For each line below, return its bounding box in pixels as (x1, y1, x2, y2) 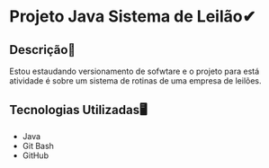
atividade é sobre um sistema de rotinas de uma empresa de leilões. (9, 75, 263, 86)
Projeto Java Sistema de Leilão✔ (9, 6, 256, 27)
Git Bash (22, 140, 54, 151)
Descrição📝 (9, 42, 76, 57)
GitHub (22, 150, 49, 161)
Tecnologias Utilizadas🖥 (9, 102, 148, 118)
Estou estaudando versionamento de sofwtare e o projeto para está (9, 66, 260, 76)
